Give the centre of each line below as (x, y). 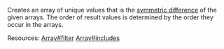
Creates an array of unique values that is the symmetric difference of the (112, 10)
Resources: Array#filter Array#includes (64, 38)
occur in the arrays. (36, 24)
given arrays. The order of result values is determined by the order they (110, 17)
